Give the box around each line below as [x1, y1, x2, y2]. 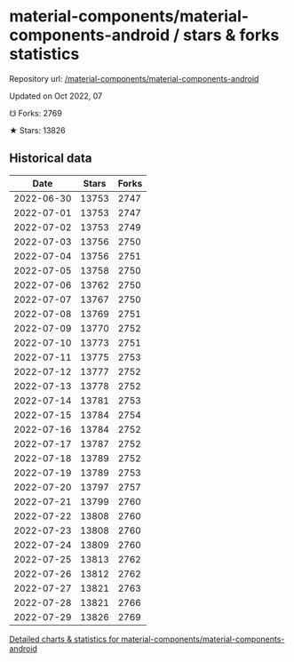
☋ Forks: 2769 [9, 108, 62, 118]
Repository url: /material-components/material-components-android [9, 73, 259, 84]
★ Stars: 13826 [9, 124, 66, 135]
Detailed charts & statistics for [9, 634, 120, 644]
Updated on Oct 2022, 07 [9, 91, 103, 101]
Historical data [9, 151, 92, 166]
